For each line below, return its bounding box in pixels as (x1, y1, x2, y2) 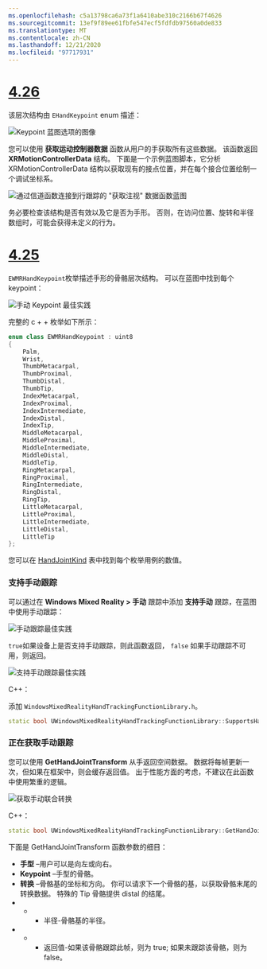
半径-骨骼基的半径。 (43, 916, 110, 925)
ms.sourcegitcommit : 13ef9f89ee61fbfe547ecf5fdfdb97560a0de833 (8, 19, 222, 27)
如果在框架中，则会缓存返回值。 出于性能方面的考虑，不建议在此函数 (29, 767, 254, 776)
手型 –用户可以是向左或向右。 (19, 858, 117, 868)
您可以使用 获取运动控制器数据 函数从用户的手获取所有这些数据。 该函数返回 (8, 144, 258, 154)
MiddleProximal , (22, 437, 77, 445)
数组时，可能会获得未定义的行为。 (8, 217, 120, 227)
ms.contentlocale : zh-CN (8, 33, 91, 42)
